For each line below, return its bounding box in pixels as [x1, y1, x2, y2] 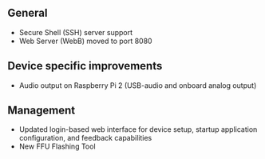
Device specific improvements [7, 59, 163, 73]
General [7, 6, 49, 20]
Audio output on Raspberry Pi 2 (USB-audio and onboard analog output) [18, 80, 257, 90]
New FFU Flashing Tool [18, 141, 97, 151]
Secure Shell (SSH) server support [18, 27, 133, 37]
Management [7, 104, 76, 117]
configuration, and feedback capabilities [18, 133, 152, 143]
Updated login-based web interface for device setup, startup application [18, 125, 258, 134]
